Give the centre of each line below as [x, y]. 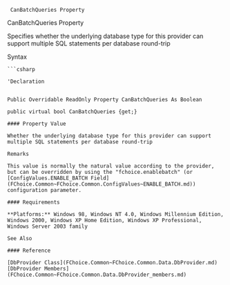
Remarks [18, 154]
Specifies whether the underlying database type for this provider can [105, 36]
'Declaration [26, 81]
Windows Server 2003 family [48, 226]
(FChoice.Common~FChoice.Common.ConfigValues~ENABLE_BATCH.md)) [102, 184]
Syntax [17, 57]
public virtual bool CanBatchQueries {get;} [72, 112]
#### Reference [29, 250]
